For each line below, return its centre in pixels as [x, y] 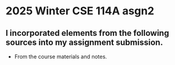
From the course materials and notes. [61, 57]
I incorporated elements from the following [87, 33]
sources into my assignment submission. [84, 42]
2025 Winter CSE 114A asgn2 [80, 11]
